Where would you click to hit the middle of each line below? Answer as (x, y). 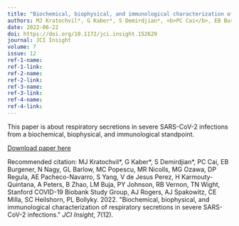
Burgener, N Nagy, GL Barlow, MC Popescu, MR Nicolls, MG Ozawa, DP (112, 169)
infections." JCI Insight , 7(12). (70, 215)
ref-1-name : (25, 60)
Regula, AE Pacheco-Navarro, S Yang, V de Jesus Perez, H (94, 177)
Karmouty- (197, 177)
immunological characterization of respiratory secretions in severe (105, 207)
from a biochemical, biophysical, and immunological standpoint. (101, 134)
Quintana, (22, 184)
